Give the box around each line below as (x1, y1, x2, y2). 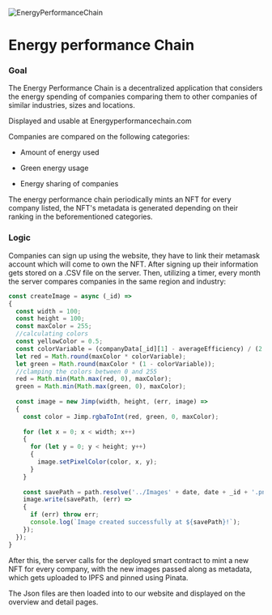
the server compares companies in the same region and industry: (8, 276, 227, 286)
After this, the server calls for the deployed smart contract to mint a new (8, 555, 249, 565)
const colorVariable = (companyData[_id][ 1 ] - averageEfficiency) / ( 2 (15, 344, 263, 352)
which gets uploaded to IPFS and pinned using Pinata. (8, 572, 189, 583)
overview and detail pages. (8, 596, 99, 607)
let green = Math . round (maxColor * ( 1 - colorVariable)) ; (15, 360, 216, 368)
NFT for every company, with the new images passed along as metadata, (8, 564, 253, 574)
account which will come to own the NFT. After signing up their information (8, 259, 259, 269)
